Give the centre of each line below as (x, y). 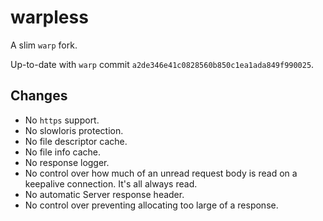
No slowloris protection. (74, 130)
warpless (49, 17)
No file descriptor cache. (76, 141)
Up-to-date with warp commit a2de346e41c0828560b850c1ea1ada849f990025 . (162, 64)
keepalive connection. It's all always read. (111, 183)
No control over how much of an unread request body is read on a (161, 173)
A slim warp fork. (44, 45)
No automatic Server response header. (104, 194)
